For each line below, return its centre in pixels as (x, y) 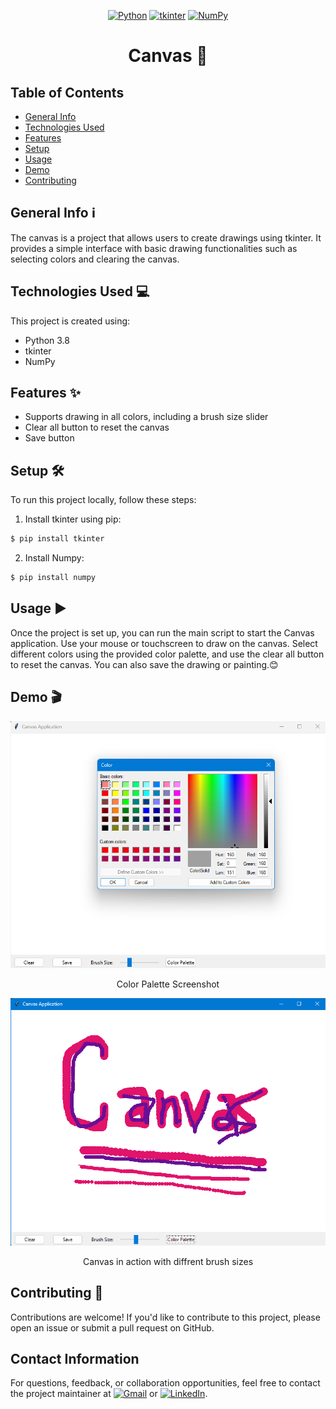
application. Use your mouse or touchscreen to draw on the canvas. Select (164, 643)
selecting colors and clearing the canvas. (95, 259)
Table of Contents (67, 92)
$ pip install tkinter (57, 539)
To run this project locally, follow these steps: (103, 500)
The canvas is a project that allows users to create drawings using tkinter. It (166, 237)
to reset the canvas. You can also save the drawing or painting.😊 (144, 664)
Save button (49, 438)
